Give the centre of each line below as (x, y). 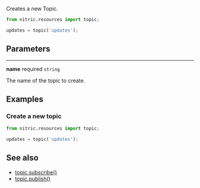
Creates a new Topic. (32, 9)
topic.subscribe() (36, 172)
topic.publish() (32, 178)
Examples (25, 99)
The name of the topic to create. (46, 81)
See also (22, 158)
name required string (33, 69)
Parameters (28, 49)
